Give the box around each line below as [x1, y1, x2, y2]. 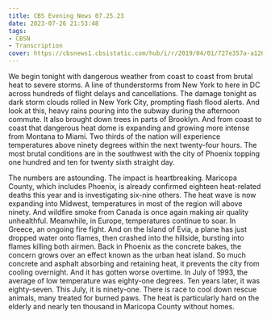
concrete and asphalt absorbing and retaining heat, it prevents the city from [8, 259, 260, 268]
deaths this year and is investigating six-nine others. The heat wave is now [8, 191, 256, 199]
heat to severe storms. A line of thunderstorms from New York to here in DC [8, 80, 261, 90]
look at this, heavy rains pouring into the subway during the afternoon [8, 106, 240, 115]
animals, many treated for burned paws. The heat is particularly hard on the [8, 293, 260, 303]
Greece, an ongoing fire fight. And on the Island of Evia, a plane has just [8, 225, 248, 234]
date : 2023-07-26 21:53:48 [8, 19, 99, 27]
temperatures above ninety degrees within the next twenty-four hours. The [8, 141, 257, 149]
